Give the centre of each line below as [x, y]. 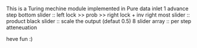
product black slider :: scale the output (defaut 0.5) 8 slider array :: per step [99, 21]
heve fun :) [19, 39]
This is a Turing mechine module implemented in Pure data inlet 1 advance [98, 9]
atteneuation [22, 27]
